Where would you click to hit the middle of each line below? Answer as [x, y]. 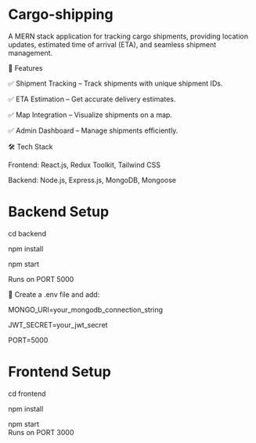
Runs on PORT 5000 [41, 279]
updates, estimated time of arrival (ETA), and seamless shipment [112, 44]
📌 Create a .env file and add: [54, 294]
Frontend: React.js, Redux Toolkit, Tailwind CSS [84, 165]
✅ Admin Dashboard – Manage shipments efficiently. [93, 130]
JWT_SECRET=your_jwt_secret [58, 324]
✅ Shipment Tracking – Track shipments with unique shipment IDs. [115, 83]
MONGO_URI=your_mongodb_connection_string [85, 309]
